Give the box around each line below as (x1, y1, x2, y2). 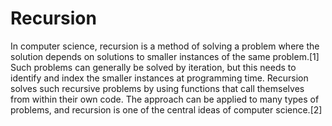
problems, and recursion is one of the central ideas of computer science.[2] (10, 103, 323, 116)
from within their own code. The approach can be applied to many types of (10, 93, 320, 105)
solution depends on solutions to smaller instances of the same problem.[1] (10, 50, 320, 62)
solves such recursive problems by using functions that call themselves (10, 82, 305, 94)
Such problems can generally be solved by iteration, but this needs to (10, 61, 297, 73)
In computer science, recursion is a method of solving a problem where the (10, 40, 320, 52)
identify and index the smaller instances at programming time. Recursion (10, 72, 309, 84)
